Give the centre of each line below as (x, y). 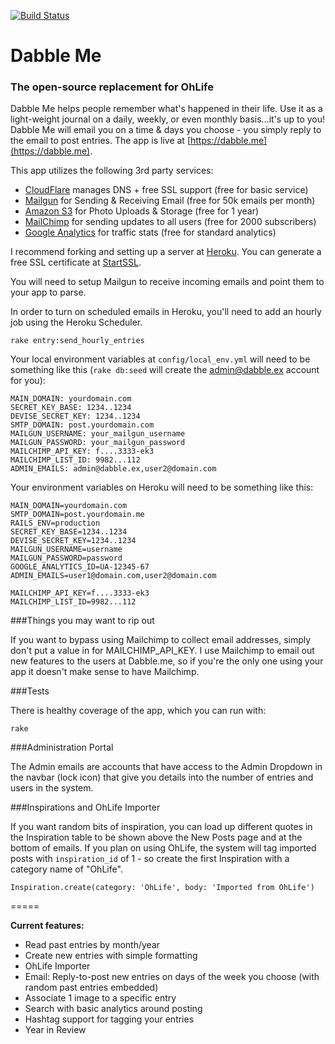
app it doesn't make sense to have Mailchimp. (105, 672)
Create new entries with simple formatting (111, 956)
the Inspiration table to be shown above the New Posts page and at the (156, 837)
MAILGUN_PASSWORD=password (66, 558)
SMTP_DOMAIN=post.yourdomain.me (77, 515)
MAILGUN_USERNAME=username (66, 550)
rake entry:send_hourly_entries (77, 341)
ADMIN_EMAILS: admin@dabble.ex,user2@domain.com (113, 469)
